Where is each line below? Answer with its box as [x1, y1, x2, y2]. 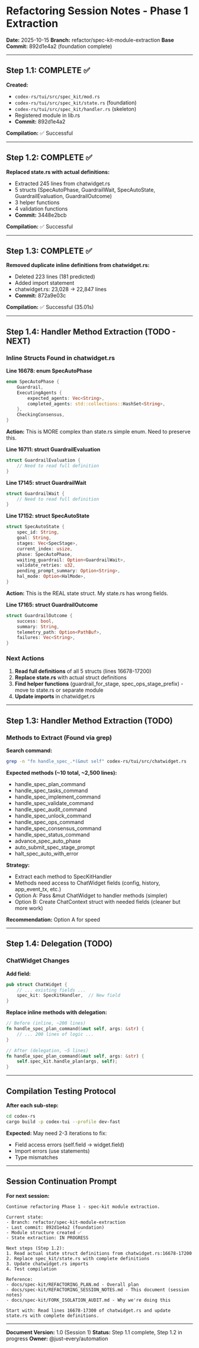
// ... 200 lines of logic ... [17, 1031, 94, 1037]
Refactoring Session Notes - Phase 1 [6, 4, 188, 18]
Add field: [6, 970, 31, 977]
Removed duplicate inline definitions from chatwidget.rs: [6, 262, 150, 269]
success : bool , [17, 618, 54, 624]
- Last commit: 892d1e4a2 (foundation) [6, 1224, 105, 1231]
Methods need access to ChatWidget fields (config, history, [14, 879, 161, 886]
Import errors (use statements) [14, 1147, 90, 1155]
